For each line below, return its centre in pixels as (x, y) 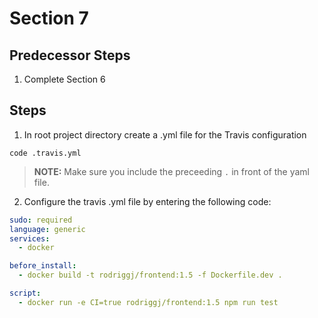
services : (30, 238)
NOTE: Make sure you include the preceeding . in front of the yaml (171, 171)
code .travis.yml (45, 153)
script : (25, 293)
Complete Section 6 (64, 79)
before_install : (43, 266)
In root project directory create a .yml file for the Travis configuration (165, 134)
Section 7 (49, 18)
